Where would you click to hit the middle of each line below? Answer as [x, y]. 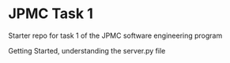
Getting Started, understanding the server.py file [87, 50]
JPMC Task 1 [51, 14]
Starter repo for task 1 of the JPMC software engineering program [115, 35]
